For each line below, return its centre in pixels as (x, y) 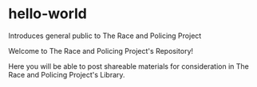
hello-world (48, 14)
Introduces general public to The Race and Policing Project (105, 36)
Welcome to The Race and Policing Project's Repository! (101, 51)
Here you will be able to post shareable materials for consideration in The (128, 66)
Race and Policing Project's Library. (67, 74)
